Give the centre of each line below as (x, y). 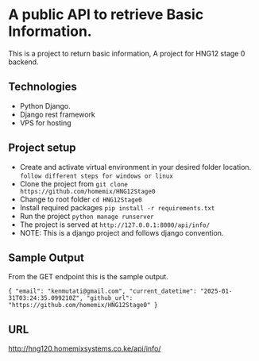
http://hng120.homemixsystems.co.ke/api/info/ (85, 349)
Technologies (43, 87)
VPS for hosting (45, 123)
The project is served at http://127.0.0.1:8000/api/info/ (115, 225)
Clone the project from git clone (74, 183)
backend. (23, 62)
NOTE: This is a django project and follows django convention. (122, 232)
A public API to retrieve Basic (106, 15)
